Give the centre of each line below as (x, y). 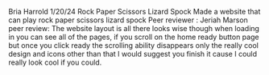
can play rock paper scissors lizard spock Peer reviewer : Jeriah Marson (128, 20)
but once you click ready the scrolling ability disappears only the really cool (134, 45)
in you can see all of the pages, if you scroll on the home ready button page (134, 37)
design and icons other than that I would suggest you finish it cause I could (133, 54)
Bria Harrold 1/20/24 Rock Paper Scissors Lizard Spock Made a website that (134, 12)
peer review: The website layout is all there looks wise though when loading (134, 28)
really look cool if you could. (55, 62)
